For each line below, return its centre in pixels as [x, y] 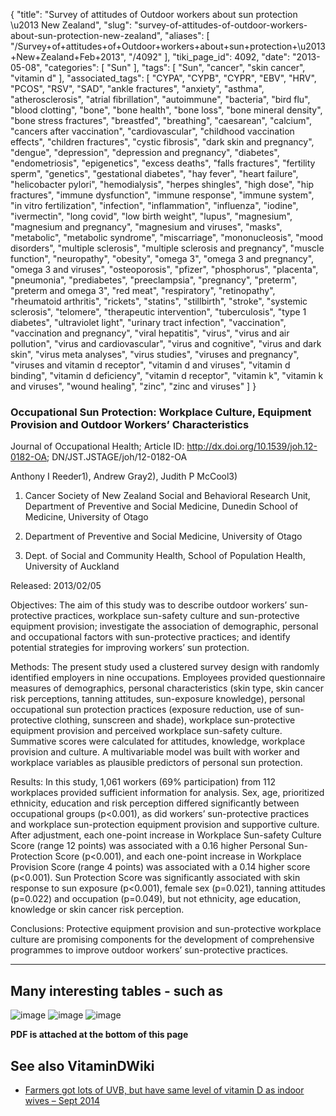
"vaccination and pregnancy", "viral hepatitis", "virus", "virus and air [150, 333]
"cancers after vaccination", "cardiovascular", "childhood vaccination [152, 131]
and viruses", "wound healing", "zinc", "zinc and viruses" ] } [133, 386]
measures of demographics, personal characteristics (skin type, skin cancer [167, 688]
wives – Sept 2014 [62, 1100]
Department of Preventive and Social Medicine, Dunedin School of [161, 506]
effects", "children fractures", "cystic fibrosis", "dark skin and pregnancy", [162, 142]
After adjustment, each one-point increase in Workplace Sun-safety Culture [166, 835]
